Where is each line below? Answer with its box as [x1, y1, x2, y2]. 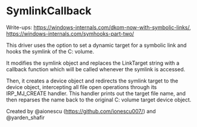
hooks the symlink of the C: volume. [6, 47, 95, 55]
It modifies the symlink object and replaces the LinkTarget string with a [6, 59, 180, 66]
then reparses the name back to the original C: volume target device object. [6, 96, 192, 103]
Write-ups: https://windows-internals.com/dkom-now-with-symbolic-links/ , [6, 24, 192, 31]
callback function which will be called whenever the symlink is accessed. [6, 65, 186, 72]
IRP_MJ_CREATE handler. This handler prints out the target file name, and [6, 90, 186, 97]
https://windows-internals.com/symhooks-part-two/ [6, 30, 135, 37]
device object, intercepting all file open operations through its [6, 83, 157, 90]
